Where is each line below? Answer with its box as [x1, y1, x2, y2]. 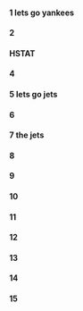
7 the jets [9, 130, 45, 140]
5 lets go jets [9, 88, 58, 99]
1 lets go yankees [9, 7, 74, 18]
